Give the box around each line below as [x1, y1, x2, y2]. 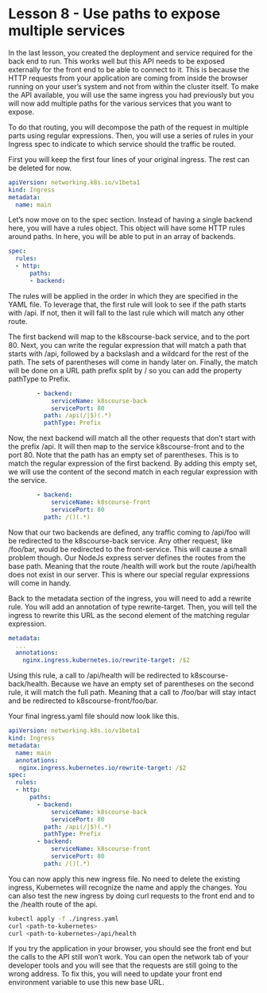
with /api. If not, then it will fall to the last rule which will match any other [8, 307, 245, 318]
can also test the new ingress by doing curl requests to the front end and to [8, 891, 255, 900]
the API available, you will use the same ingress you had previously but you [8, 90, 254, 99]
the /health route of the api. [8, 899, 98, 909]
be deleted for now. [8, 163, 72, 172]
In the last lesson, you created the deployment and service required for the [8, 48, 253, 57]
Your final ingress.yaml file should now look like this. [8, 712, 180, 721]
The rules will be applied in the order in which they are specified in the [8, 291, 238, 300]
